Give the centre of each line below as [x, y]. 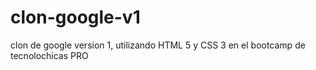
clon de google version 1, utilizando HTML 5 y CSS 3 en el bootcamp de [158, 45]
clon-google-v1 [75, 17]
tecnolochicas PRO [49, 55]
